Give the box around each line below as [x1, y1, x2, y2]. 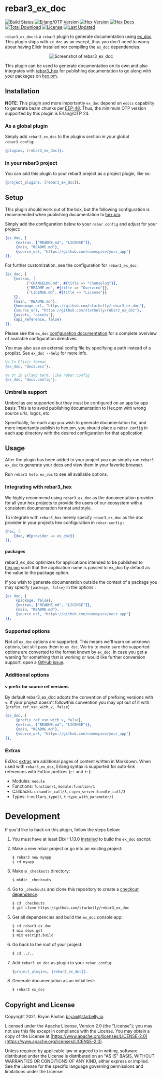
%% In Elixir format [5, 359, 47, 365]
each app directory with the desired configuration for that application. [5, 430, 144, 435]
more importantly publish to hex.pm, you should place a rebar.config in [5, 425, 148, 431]
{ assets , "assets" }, [14, 313, 55, 317]
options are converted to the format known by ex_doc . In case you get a [5, 649, 147, 655]
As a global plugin [5, 122, 48, 129]
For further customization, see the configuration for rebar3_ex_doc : [5, 262, 138, 268]
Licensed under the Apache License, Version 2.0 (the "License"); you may [5, 1023, 153, 1029]
